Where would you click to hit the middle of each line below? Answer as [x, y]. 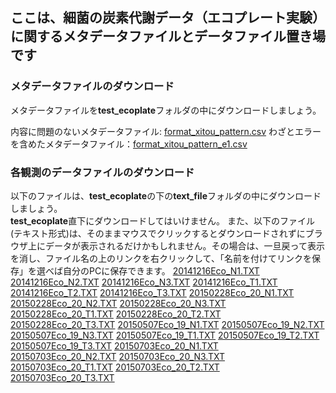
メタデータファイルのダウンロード [92, 86]
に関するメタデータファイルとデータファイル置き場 [168, 36]
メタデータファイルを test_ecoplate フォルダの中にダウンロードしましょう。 [166, 110]
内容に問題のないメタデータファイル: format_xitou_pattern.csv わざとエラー [166, 131]
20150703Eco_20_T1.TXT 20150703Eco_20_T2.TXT [115, 367]
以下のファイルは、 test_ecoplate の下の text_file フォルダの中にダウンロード [166, 195]
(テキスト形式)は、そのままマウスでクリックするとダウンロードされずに [158, 233]
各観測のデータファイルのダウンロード [102, 172]
